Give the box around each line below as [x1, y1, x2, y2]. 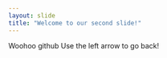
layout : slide [8, 11, 56, 20]
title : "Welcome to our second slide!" [8, 19, 142, 27]
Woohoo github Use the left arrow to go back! [8, 41, 160, 50]
